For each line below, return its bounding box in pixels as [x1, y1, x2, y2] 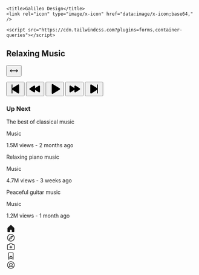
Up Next [6, 104, 31, 113]
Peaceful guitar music [6, 188, 61, 196]
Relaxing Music [6, 48, 65, 59]
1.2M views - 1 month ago [6, 212, 70, 219]
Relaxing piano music [6, 153, 59, 161]
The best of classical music [6, 118, 74, 125]
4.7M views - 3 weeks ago [6, 177, 73, 184]
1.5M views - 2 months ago [6, 142, 74, 149]
